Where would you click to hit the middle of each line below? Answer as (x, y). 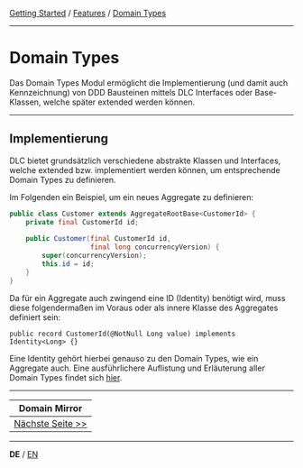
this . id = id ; (68, 264)
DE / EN (24, 454)
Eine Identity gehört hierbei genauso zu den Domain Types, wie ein (134, 358)
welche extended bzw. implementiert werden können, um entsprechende (145, 170)
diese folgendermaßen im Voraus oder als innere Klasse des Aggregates (144, 307)
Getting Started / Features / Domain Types (88, 13)
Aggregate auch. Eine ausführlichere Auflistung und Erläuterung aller (138, 368)
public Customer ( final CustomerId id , (98, 239)
